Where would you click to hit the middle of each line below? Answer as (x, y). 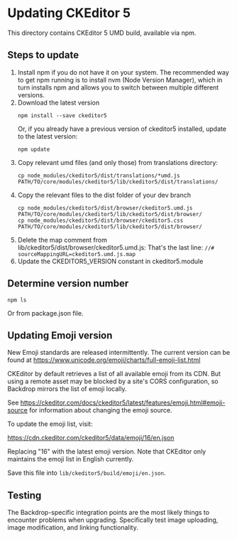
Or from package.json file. (45, 313)
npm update (34, 149)
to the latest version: (48, 136)
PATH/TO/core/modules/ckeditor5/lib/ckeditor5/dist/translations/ (118, 182)
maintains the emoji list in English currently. (71, 459)
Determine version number (68, 283)
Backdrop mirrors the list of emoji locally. (67, 389)
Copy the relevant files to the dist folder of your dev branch (104, 195)
